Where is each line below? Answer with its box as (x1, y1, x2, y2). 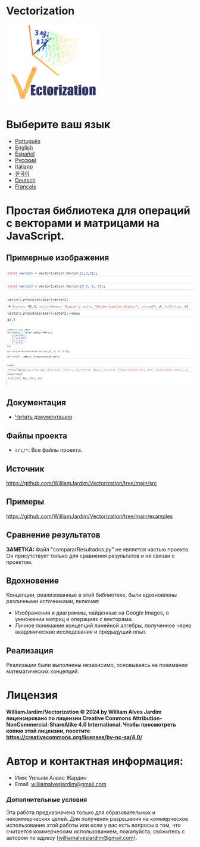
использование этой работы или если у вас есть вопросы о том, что (6, 821, 181, 829)
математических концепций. (6, 668, 79, 675)
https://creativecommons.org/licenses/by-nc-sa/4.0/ (6, 734, 143, 741)
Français (14, 183, 36, 190)
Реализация (6, 646, 54, 656)
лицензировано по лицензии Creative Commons (6, 715, 132, 722)
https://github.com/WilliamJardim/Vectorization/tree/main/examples (6, 513, 173, 520)
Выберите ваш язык (6, 118, 111, 132)
